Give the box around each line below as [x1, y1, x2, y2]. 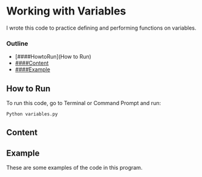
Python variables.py [6, 111, 59, 117]
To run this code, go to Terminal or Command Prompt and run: [6, 100, 161, 107]
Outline [6, 39, 28, 48]
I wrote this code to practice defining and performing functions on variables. [6, 24, 197, 31]
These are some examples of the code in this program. [6, 164, 143, 172]
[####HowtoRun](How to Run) [15, 53, 92, 60]
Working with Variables [6, 4, 126, 18]
